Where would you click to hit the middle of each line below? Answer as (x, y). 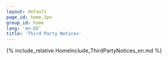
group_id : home (25, 23)
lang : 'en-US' (24, 28)
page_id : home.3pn (29, 17)
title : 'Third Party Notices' (44, 34)
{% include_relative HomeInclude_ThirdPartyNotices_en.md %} (84, 50)
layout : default (26, 12)
